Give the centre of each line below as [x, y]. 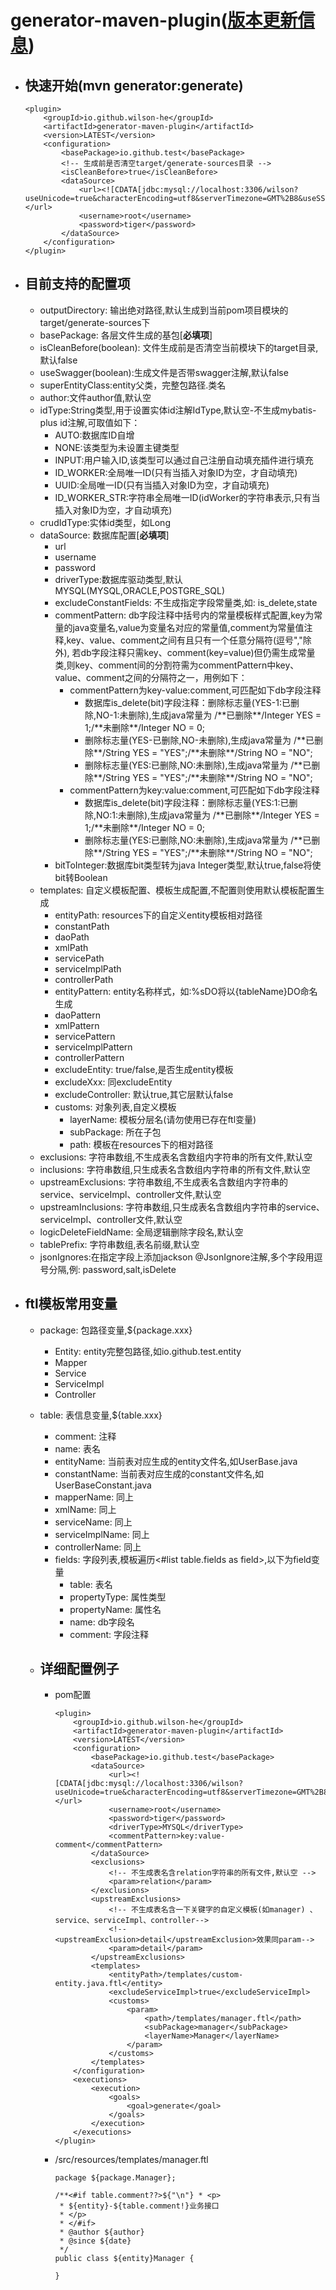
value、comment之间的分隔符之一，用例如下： [151, 677]
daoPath [72, 937]
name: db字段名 [102, 1622]
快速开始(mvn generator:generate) [134, 85]
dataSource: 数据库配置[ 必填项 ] [104, 535]
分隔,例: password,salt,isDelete [112, 1269]
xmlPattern [77, 1025]
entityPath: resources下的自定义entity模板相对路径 [158, 915]
